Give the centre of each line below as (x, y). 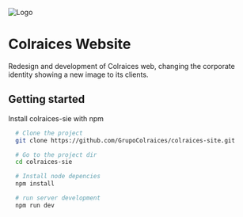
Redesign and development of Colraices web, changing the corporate (121, 66)
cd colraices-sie (44, 162)
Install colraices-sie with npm (56, 118)
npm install (35, 184)
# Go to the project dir (56, 154)
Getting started (47, 99)
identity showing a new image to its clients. (78, 74)
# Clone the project (49, 133)
